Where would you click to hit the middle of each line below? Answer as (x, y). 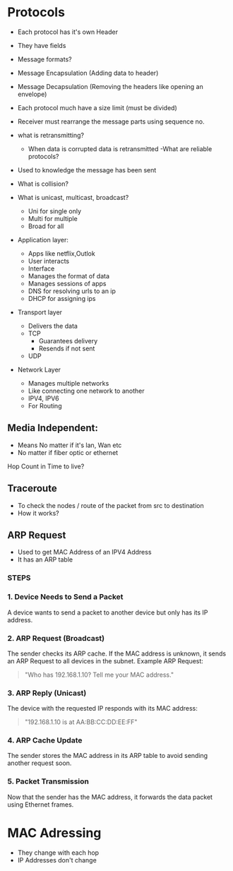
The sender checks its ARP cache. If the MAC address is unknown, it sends (117, 653)
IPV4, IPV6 (43, 398)
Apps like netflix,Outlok (61, 253)
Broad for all (46, 226)
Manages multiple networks (68, 383)
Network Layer (39, 369)
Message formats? (44, 59)
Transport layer (40, 312)
